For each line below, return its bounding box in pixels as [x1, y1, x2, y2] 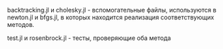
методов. [7, 21, 35, 28]
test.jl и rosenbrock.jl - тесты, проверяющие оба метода [7, 34, 171, 42]
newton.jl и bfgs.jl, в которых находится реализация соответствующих [7, 13, 215, 21]
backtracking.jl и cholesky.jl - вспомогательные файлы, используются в [7, 6, 217, 14]
